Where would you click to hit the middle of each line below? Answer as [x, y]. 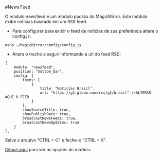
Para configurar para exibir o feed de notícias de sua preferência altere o [85, 31]
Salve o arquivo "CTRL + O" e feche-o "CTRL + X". [56, 140]
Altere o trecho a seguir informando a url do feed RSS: [66, 54]
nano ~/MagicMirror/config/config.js [43, 45]
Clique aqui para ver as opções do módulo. [48, 149]
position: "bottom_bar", [39, 71]
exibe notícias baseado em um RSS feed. [46, 22]
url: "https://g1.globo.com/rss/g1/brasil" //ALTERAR [95, 93]
